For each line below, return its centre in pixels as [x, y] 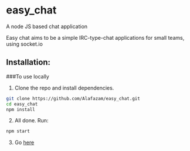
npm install [21, 109]
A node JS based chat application [47, 26]
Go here [24, 143]
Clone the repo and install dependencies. [64, 88]
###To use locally [28, 76]
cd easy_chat [22, 104]
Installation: [28, 62]
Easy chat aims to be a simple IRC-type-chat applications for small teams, [95, 37]
